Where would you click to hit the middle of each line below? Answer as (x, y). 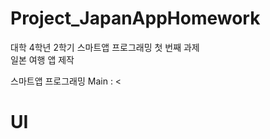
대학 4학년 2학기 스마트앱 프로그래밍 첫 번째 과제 (105, 47)
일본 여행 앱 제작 (42, 59)
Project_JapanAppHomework (135, 18)
